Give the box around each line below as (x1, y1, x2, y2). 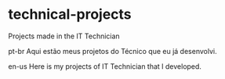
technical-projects (8, 5, 132, 23)
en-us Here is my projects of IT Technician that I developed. (8, 61, 202, 71)
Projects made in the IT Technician (8, 31, 120, 41)
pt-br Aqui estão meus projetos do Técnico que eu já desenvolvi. (8, 46, 217, 56)
